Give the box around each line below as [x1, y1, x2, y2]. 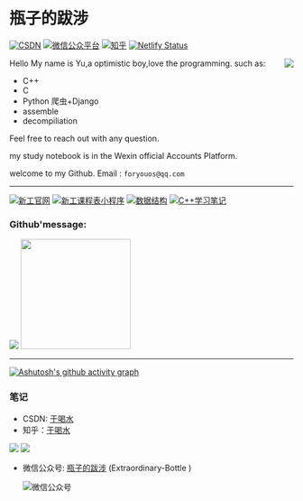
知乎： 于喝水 [22, 424, 70, 435]
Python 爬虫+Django [22, 96, 99, 107]
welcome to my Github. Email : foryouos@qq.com [9, 168, 185, 179]
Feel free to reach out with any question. [9, 133, 160, 144]
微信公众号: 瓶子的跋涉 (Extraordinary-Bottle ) [22, 462, 192, 473]
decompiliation [22, 115, 78, 126]
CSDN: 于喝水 [22, 413, 74, 424]
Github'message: [9, 218, 87, 230]
